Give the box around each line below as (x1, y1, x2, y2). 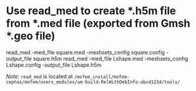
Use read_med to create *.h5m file (6, 4, 177, 18)
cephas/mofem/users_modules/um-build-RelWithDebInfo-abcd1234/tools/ (6, 79, 181, 85)
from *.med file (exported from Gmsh (6, 17, 191, 30)
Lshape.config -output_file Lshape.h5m (6, 61, 102, 69)
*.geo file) (6, 30, 55, 43)
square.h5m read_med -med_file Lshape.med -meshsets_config (33, 55, 188, 62)
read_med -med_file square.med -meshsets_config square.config (6, 48, 165, 56)
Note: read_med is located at (6, 73, 73, 80)
